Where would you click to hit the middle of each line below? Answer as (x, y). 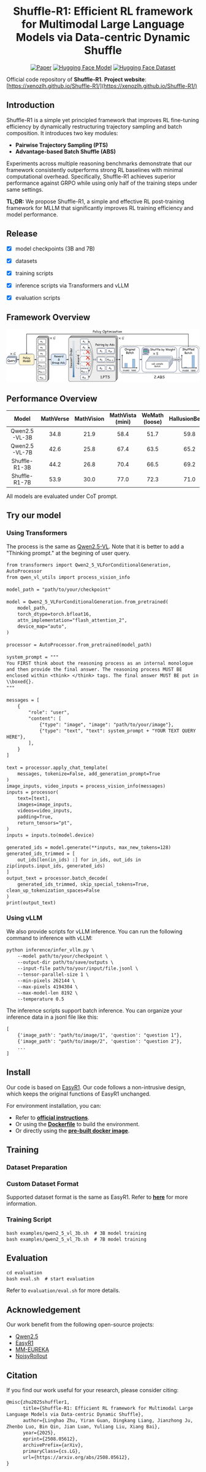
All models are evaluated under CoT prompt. (62, 496)
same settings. (25, 189)
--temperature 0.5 (41, 999)
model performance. (32, 214)
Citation (22, 1375)
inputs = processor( (33, 792)
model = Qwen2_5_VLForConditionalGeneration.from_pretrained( (87, 602)
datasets (26, 261)
